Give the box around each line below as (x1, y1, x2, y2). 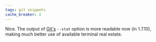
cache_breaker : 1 (5, 12, 41, 17)
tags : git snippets (5, 7, 46, 12)
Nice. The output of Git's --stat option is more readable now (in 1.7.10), (5, 25, 151, 31)
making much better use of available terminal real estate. (5, 31, 122, 37)
